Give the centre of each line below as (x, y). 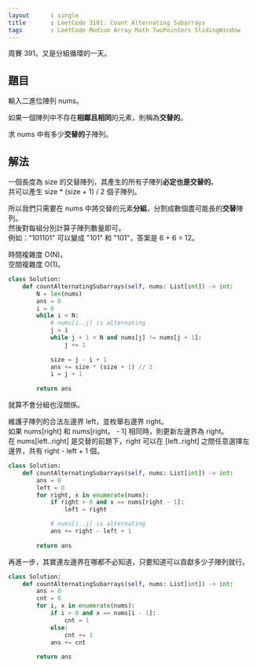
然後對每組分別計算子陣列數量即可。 (67, 228)
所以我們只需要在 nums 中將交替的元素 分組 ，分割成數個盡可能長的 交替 (123, 208)
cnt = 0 (49, 599)
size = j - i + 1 (79, 359)
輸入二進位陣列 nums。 (46, 101)
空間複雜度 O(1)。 (37, 264)
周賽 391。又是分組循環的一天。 (60, 53)
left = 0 (51, 488)
